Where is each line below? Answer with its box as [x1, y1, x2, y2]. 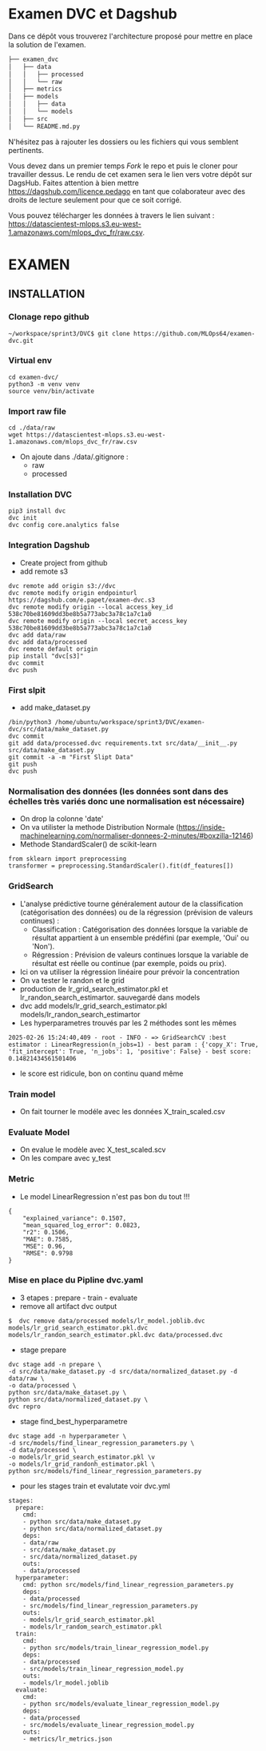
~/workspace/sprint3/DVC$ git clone [8, 329, 130, 337]
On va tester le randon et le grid [19, 975, 125, 985]
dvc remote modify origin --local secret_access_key [8, 617, 188, 625]
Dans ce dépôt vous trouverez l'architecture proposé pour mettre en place [8, 31, 253, 41]
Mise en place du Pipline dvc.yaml [8, 1274, 144, 1286]
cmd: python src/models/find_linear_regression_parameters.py [22, 1580, 234, 1588]
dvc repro [8, 1403, 42, 1411]
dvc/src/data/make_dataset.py [8, 726, 109, 734]
